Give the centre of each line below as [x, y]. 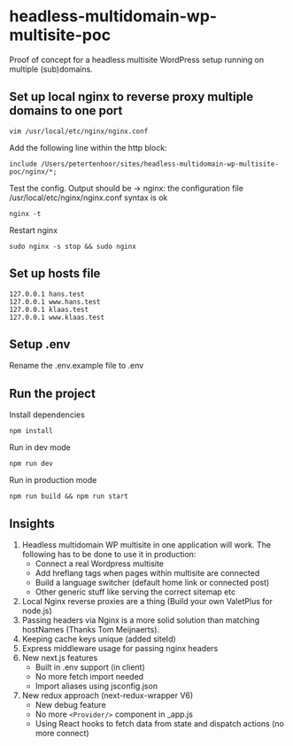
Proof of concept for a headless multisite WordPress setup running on [137, 59]
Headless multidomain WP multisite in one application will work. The [146, 545]
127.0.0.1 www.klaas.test [57, 317]
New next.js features [60, 658]
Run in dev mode [40, 447]
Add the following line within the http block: [88, 147]
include [23, 164]
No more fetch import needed [89, 676]
